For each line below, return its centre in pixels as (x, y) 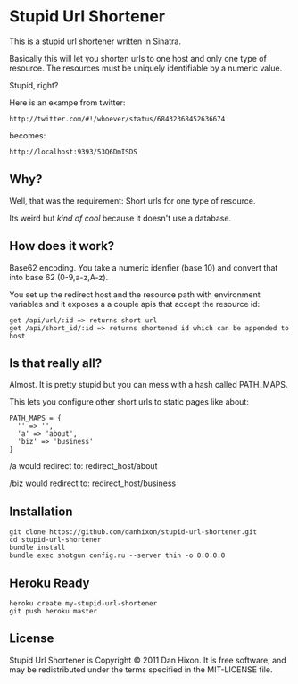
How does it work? (62, 246)
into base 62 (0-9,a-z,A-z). (59, 277)
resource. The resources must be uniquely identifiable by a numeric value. (146, 68)
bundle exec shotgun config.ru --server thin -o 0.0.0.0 (117, 555)
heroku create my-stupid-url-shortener (83, 604)
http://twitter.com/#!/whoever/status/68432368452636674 (117, 119)
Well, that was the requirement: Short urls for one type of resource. (132, 200)
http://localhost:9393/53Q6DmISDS (74, 152)
